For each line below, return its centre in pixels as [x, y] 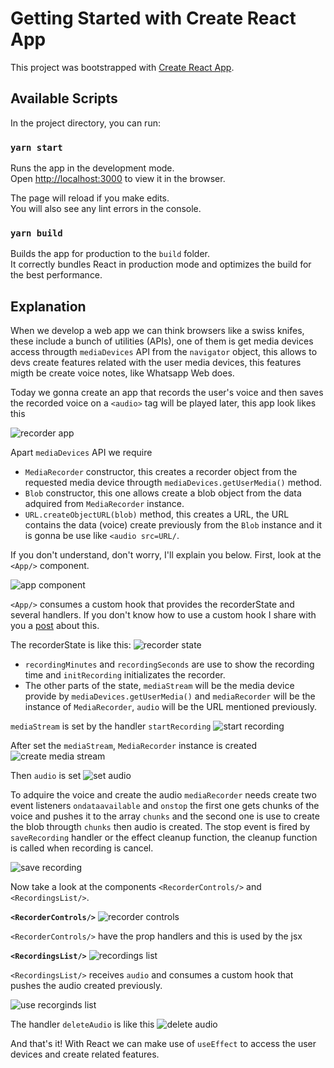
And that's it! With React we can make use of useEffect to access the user [163, 1044]
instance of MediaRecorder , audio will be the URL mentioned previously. [171, 707]
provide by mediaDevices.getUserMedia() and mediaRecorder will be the [170, 696]
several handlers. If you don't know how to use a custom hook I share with [163, 615]
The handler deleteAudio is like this [82, 1024]
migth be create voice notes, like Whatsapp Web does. [122, 373]
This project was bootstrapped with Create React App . [122, 67]
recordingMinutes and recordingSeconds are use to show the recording [169, 664]
